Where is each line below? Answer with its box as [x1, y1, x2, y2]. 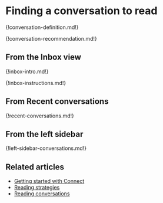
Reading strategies [14, 184, 60, 191]
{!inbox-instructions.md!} [5, 79, 66, 86]
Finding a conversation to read [5, 4, 158, 18]
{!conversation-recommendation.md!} [5, 35, 98, 42]
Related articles [5, 162, 64, 172]
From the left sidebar [5, 129, 84, 139]
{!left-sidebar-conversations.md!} [5, 145, 87, 152]
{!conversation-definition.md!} [5, 24, 79, 31]
